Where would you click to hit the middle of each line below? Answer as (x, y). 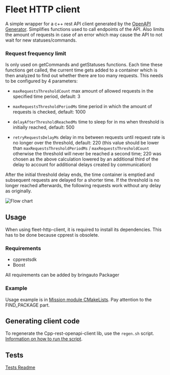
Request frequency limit (36, 53)
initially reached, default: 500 (44, 128)
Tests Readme (20, 368)
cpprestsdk (25, 260)
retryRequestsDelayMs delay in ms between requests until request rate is (89, 137)
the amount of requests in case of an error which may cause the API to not (84, 34)
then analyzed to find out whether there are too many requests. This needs (84, 76)
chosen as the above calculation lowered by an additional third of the (86, 159)
